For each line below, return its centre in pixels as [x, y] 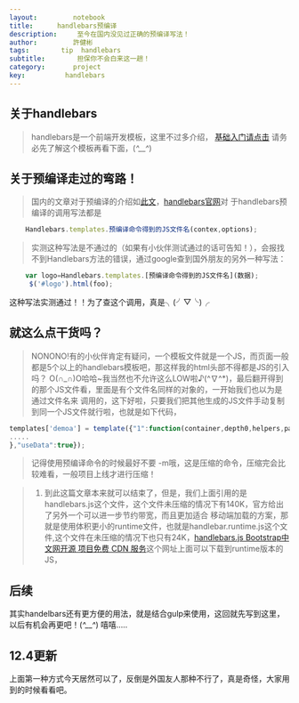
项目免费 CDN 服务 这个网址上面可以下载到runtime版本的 [181, 549]
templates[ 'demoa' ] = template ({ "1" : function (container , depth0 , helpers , [147, 428]
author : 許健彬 [51, 42]
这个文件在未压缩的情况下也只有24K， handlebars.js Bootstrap [168, 537]
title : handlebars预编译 [63, 26]
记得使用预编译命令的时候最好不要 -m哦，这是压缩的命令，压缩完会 [154, 463]
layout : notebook [57, 17]
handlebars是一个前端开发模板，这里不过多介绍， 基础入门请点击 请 [155, 137]
